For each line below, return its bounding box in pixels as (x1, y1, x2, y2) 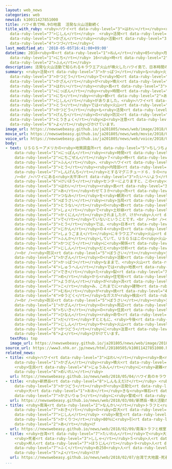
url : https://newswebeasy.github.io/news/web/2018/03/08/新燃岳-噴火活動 (10, 398, 165, 403)
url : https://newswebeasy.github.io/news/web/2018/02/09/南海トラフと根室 (10, 426, 167, 432)
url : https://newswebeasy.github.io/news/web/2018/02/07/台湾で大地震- (10, 455, 161, 460)
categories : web (5, 12, 40, 17)
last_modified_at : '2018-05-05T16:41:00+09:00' (5, 46, 109, 51)
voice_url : (5, 136, 29, 141)
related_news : (5, 350, 36, 355)
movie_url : (5, 131, 29, 136)
